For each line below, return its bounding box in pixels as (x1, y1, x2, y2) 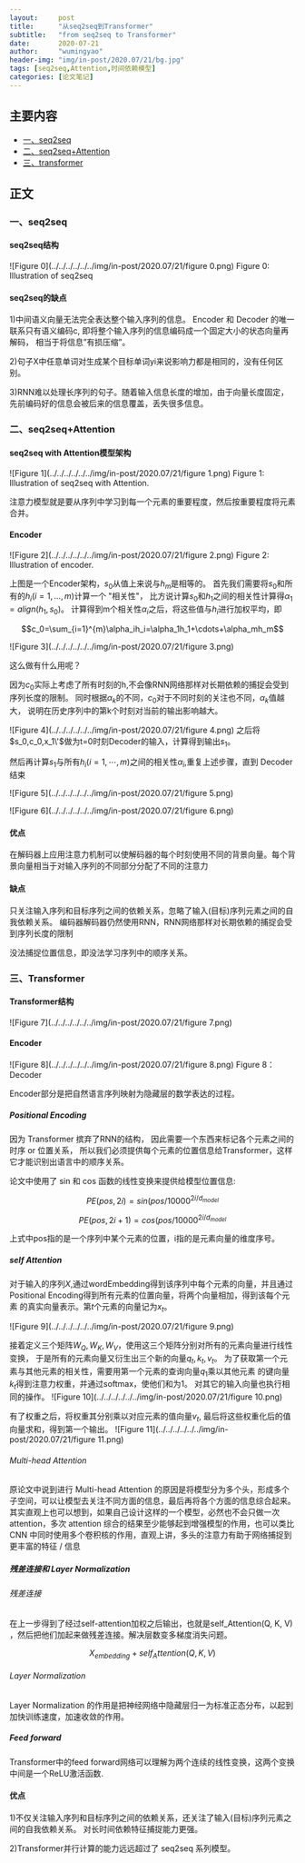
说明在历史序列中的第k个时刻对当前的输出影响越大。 (26, 705, 223, 716)
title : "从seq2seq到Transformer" (9, 22, 153, 31)
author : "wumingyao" (9, 47, 103, 56)
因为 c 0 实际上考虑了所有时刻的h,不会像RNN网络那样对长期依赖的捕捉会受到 (9, 679, 289, 692)
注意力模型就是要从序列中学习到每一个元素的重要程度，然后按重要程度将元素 (9, 496, 296, 507)
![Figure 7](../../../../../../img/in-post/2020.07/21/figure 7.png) (9, 1017, 233, 1028)
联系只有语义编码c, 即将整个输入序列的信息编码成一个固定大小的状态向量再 (9, 325, 289, 336)
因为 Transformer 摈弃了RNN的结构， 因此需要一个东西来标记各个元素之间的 (9, 1133, 295, 1144)
